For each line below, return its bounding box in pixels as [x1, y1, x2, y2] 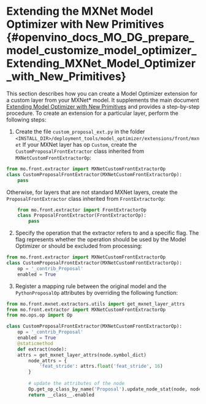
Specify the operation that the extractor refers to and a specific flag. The [15, 229, 199, 237]
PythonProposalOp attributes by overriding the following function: [15, 289, 178, 296]
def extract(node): [17, 346, 67, 352]
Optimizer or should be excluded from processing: [15, 243, 143, 250]
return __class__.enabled [28, 392, 95, 398]
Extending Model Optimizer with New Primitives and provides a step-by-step [6, 103, 200, 110]
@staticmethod [17, 340, 53, 346]
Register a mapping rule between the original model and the [15, 282, 167, 290]
